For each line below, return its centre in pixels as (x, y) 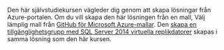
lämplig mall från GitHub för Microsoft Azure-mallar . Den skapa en (102, 24)
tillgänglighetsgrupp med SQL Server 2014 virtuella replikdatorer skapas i (112, 32)
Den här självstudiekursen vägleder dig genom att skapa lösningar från (109, 10)
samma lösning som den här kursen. (59, 39)
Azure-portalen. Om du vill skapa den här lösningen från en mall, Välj (106, 17)
